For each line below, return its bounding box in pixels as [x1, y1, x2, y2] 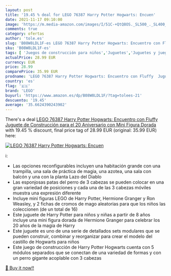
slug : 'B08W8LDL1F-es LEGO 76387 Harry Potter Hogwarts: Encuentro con [5, 41, 160, 46]
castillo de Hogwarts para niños [12, 239, 80, 245]
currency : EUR [5, 60, 36, 65]
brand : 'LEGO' [5, 88, 36, 93]
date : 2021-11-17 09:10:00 [5, 17, 63, 22]
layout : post [5, 7, 33, 13]
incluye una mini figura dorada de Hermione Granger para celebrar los [12, 217, 160, 223]
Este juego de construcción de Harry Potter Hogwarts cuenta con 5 [12, 244, 154, 250]
